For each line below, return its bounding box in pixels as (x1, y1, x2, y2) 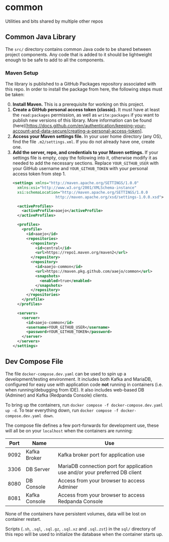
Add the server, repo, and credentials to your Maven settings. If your (12, 149, 158, 156)
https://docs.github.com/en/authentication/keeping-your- (27, 123, 146, 129)
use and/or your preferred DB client (57, 469, 142, 476)
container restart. (5, 516, 41, 522)
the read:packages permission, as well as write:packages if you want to (12, 112, 159, 118)
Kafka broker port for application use (57, 451, 145, 458)
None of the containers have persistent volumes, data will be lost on (5, 510, 146, 517)
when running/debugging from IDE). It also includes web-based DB (5, 386, 144, 393)
